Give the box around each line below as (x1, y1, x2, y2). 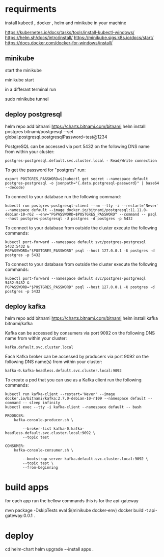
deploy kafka (5, 302, 46, 310)
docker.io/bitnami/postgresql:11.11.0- (66, 207, 148, 213)
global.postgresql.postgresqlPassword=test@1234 (5, 134, 108, 140)
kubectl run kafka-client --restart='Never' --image (5, 392, 115, 397)
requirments (5, 3, 57, 15)
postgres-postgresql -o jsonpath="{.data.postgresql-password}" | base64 (5, 181, 160, 186)
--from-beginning (23, 465, 58, 470)
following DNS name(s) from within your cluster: (5, 359, 102, 365)
